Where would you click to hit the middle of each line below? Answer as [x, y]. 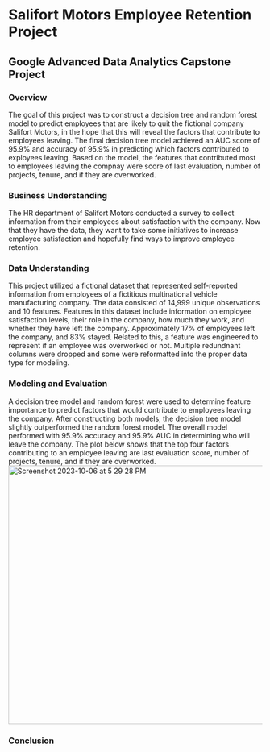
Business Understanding [58, 195]
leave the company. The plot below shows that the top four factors [119, 444]
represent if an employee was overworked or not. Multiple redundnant [125, 346]
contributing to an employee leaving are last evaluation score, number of [129, 452]
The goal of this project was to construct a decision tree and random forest [133, 114]
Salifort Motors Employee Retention [130, 15]
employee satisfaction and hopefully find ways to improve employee [122, 239]
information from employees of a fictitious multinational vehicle [113, 294]
